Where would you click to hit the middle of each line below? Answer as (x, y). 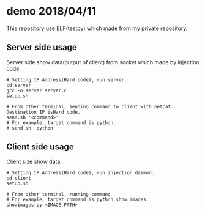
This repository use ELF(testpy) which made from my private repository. (97, 28)
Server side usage (42, 47)
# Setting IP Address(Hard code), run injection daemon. (80, 172)
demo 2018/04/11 (51, 11)
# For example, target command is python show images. (78, 199)
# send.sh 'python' (31, 128)
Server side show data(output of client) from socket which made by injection (103, 62)
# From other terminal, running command (59, 194)
